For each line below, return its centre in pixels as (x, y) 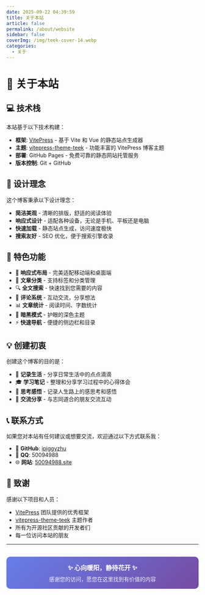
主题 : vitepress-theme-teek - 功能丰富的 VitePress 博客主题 (90, 147)
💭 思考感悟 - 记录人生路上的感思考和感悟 (66, 391)
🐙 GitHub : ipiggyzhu (41, 448)
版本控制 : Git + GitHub (43, 163)
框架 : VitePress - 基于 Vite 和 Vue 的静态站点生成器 (79, 140)
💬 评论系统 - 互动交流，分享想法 (55, 298)
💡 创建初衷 (26, 345)
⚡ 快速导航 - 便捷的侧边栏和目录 (55, 322)
